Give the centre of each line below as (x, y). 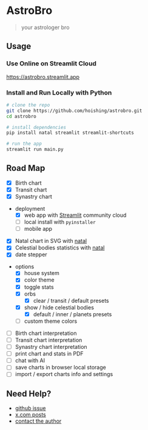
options (25, 266)
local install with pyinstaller (60, 222)
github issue (31, 408)
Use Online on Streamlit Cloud (52, 64)
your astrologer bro (45, 27)
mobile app (38, 229)
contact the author (38, 421)
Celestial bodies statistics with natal (60, 248)
